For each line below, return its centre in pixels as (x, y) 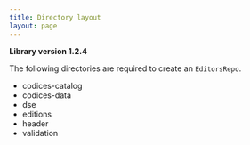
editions (36, 114)
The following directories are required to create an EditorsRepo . (125, 68)
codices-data (47, 95)
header (35, 123)
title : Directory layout (55, 17)
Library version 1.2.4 (48, 51)
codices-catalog (52, 85)
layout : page (33, 26)
